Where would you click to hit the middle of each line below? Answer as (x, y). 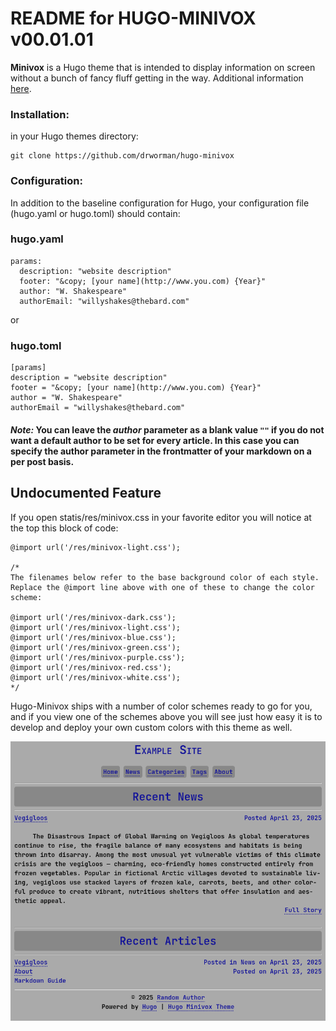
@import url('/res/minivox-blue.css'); (93, 637)
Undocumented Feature (86, 493)
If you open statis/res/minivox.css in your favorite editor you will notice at (161, 517)
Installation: (40, 114)
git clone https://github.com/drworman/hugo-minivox (122, 156)
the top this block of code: (64, 528)
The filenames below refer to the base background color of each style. (165, 577)
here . (21, 88)
